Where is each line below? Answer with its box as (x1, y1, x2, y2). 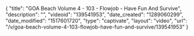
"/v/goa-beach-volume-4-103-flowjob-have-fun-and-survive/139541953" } (5, 23, 189, 30)
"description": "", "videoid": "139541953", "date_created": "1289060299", (5, 11, 183, 18)
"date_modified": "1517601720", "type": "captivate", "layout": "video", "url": (5, 17, 188, 24)
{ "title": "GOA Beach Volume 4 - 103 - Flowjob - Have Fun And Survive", (5, 5, 182, 12)
